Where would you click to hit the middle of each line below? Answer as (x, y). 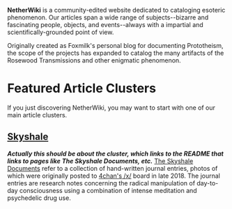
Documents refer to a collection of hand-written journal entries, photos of (113, 168)
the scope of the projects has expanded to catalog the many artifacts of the (116, 53)
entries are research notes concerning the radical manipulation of (101, 183)
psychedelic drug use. (39, 198)
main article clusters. (37, 115)
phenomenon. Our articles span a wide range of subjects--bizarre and (108, 17)
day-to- (208, 183)
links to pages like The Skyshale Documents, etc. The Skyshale (100, 161)
